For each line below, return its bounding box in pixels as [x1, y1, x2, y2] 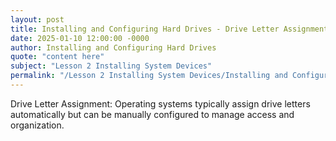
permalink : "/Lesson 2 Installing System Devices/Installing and [10, 71, 288, 81]
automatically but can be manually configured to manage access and [10, 108, 295, 120]
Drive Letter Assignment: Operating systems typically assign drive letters [10, 97, 311, 110]
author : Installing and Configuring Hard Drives [10, 42, 217, 53]
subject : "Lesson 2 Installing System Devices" [10, 61, 213, 71]
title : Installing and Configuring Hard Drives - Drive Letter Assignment [10, 24, 329, 34]
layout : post [10, 14, 65, 25]
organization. [10, 119, 65, 131]
